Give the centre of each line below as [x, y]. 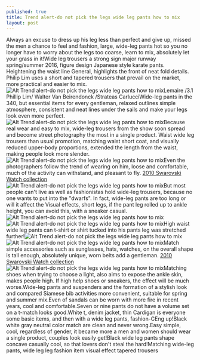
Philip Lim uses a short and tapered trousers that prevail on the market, [93, 78]
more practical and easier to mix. [47, 84]
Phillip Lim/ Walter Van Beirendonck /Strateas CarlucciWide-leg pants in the [99, 97]
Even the [174, 160]
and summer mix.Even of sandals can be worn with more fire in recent [93, 300]
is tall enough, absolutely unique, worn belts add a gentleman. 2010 [89, 256]
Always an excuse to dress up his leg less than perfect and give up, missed [99, 40]
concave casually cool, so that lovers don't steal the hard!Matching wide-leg [100, 344]
